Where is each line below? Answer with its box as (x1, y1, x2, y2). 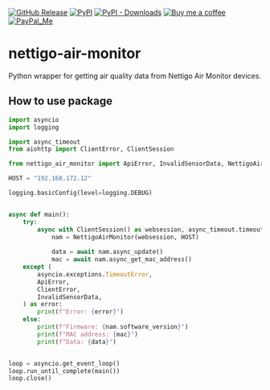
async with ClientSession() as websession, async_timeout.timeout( (37, 226, 268, 234)
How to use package (8, 94, 112, 108)
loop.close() (8, 375, 52, 383)
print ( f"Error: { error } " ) (37, 308, 125, 316)
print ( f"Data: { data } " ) (37, 338, 117, 346)
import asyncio (8, 115, 59, 124)
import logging (8, 123, 59, 131)
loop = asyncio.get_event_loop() (8, 359, 121, 367)
